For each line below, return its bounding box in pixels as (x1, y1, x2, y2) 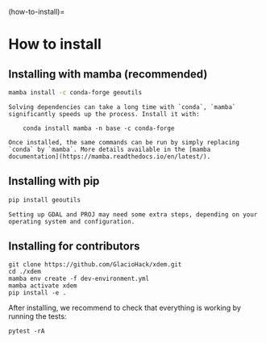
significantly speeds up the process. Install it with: (8, 110, 200, 118)
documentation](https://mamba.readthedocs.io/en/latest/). (8, 153, 211, 161)
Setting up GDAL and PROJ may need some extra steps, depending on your (8, 210, 258, 219)
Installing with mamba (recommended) (8, 67, 208, 81)
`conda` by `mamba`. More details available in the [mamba (8, 145, 211, 153)
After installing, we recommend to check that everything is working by (8, 303, 242, 313)
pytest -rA (8, 327, 45, 336)
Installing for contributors (8, 239, 140, 253)
